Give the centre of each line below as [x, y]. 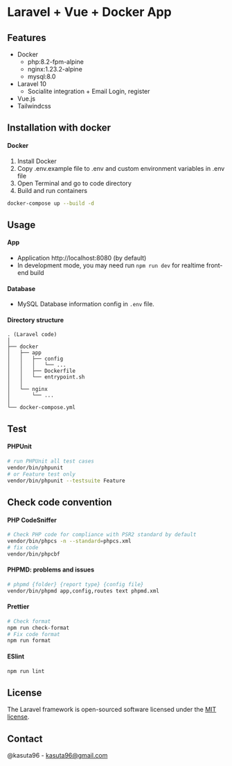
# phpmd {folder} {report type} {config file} [75, 584]
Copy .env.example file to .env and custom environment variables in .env [121, 168]
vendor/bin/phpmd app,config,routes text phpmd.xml [83, 591]
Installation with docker [59, 128]
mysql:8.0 [42, 76]
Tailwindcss [34, 106]
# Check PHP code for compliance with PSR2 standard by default [102, 535]
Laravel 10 [32, 84]
